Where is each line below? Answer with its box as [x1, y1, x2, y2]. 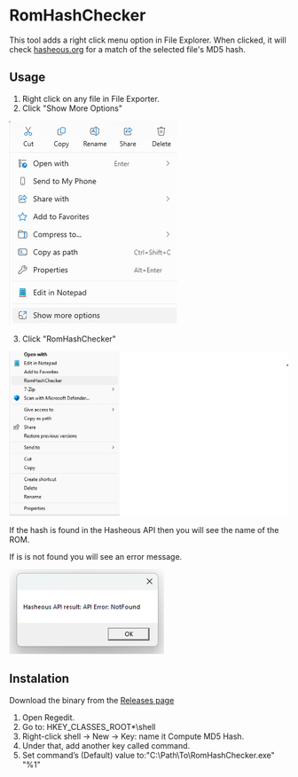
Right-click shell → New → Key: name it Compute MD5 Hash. [21, 731, 245, 742]
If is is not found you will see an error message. [9, 551, 183, 561]
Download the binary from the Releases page [9, 695, 175, 705]
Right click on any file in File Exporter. [21, 93, 160, 104]
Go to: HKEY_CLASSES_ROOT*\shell [21, 721, 156, 732]
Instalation [9, 671, 69, 687]
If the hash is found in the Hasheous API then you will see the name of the [9, 524, 279, 535]
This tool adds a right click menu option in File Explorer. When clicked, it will [9, 35, 286, 45]
